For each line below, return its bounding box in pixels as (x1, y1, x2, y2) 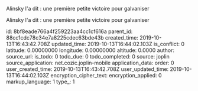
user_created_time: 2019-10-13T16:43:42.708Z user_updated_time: (6, 66, 169, 73)
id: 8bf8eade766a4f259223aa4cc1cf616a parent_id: (6, 28, 133, 35)
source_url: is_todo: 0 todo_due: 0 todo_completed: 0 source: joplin (6, 53, 170, 60)
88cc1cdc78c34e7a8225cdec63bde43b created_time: (6, 34, 139, 41)
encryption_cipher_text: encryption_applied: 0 (50, 72, 162, 79)
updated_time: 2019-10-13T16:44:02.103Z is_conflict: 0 (51, 41, 185, 47)
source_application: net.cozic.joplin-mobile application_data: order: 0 (6, 59, 174, 66)
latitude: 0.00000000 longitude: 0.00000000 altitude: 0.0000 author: (6, 47, 174, 54)
